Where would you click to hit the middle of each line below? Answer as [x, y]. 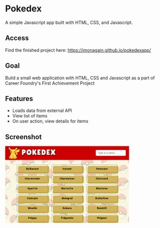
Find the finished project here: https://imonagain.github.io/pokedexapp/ [78, 50]
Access [17, 38]
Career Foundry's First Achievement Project [50, 83]
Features [19, 98]
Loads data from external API [42, 111]
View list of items [30, 116]
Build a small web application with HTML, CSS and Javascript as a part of [80, 78]
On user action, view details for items [50, 121]
